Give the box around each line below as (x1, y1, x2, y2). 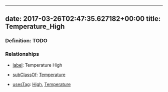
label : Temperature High (12, 62, 62, 68)
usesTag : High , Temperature (12, 81, 71, 87)
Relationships (5, 51, 39, 58)
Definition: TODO (5, 37, 47, 44)
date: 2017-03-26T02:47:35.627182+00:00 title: (5, 14, 161, 23)
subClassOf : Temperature (12, 72, 66, 78)
